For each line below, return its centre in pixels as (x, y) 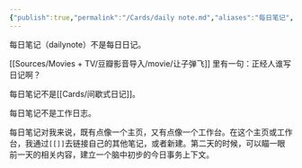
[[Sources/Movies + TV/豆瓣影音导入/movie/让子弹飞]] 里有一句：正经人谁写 (151, 63)
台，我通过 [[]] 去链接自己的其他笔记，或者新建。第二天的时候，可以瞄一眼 (147, 143)
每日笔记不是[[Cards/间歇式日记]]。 (75, 93)
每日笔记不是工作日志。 (53, 112)
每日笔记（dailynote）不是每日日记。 (78, 44)
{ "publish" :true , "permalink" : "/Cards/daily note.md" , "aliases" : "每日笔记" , (151, 18)
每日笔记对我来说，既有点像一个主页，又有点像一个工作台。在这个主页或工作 (151, 132)
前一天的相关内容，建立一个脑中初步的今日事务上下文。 (111, 155)
